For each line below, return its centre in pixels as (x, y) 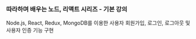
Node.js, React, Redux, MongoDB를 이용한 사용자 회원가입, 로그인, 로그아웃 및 (98, 23)
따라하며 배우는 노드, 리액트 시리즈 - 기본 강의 (67, 9)
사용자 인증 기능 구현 (30, 30)
